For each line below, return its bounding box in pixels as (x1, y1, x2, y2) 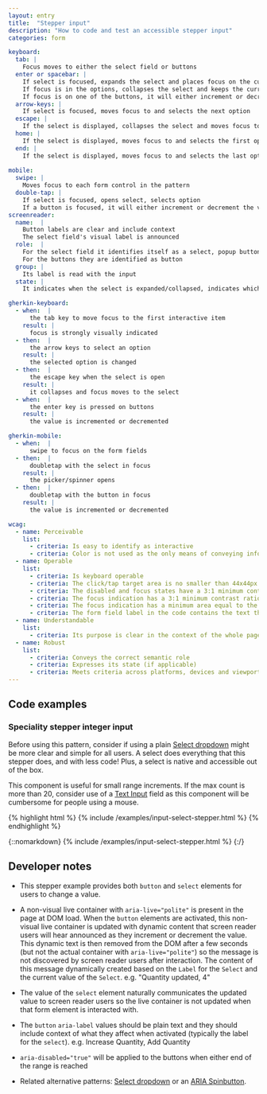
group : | (15, 263, 44, 271)
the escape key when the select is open (29, 373, 165, 381)
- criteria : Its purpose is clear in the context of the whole (29, 631, 244, 639)
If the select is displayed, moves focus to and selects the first (22, 137, 250, 145)
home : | (15, 130, 41, 138)
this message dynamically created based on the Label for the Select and (19, 964, 258, 973)
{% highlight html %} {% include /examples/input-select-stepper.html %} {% (8, 812, 259, 822)
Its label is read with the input (22, 270, 137, 278)
